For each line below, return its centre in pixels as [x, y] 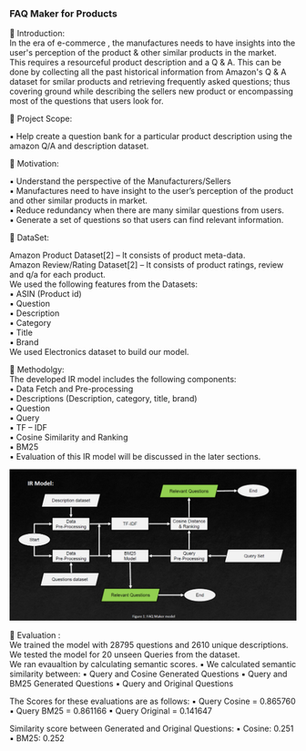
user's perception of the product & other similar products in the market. [143, 53]
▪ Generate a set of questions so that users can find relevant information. [147, 220]
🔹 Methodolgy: [37, 370]
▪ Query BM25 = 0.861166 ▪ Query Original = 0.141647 [111, 710]
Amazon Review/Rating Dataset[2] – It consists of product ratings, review [147, 265]
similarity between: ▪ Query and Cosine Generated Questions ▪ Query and [148, 674]
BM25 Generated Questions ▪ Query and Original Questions [122, 683]
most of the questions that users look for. [87, 101]
